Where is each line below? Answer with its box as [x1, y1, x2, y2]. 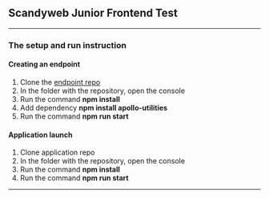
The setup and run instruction [8, 39, 126, 51]
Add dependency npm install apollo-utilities [19, 103, 168, 112]
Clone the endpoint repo [19, 77, 101, 87]
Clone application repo [19, 147, 95, 157]
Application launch [8, 130, 74, 139]
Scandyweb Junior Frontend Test [8, 6, 178, 20]
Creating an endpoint [8, 59, 81, 69]
